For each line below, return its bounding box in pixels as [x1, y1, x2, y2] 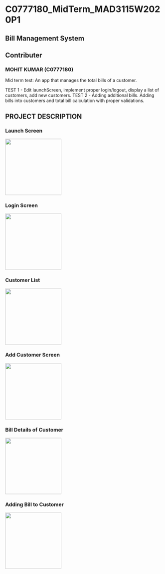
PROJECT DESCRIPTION [5, 112, 82, 120]
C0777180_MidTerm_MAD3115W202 [5, 3, 161, 15]
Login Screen [5, 201, 38, 208]
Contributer [5, 51, 42, 59]
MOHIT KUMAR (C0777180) [5, 66, 74, 73]
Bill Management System [5, 34, 85, 42]
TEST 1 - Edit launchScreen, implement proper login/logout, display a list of [5, 87, 160, 93]
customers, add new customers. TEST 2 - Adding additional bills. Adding [5, 92, 155, 98]
